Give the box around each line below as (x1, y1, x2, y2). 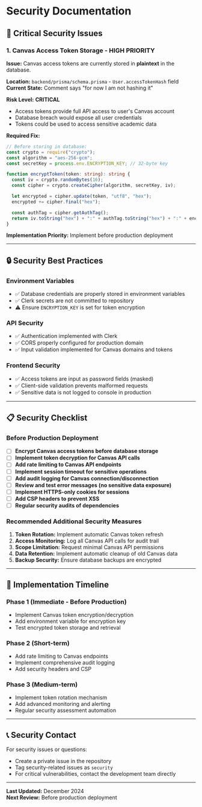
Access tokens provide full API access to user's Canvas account (14, 107, 175, 115)
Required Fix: (6, 132, 40, 139)
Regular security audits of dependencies (14, 502, 119, 509)
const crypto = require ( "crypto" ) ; (6, 149, 96, 155)
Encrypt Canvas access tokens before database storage (14, 447, 159, 455)
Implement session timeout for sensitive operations (14, 468, 147, 475)
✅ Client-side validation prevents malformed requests (14, 382, 148, 389)
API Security (6, 319, 44, 327)
